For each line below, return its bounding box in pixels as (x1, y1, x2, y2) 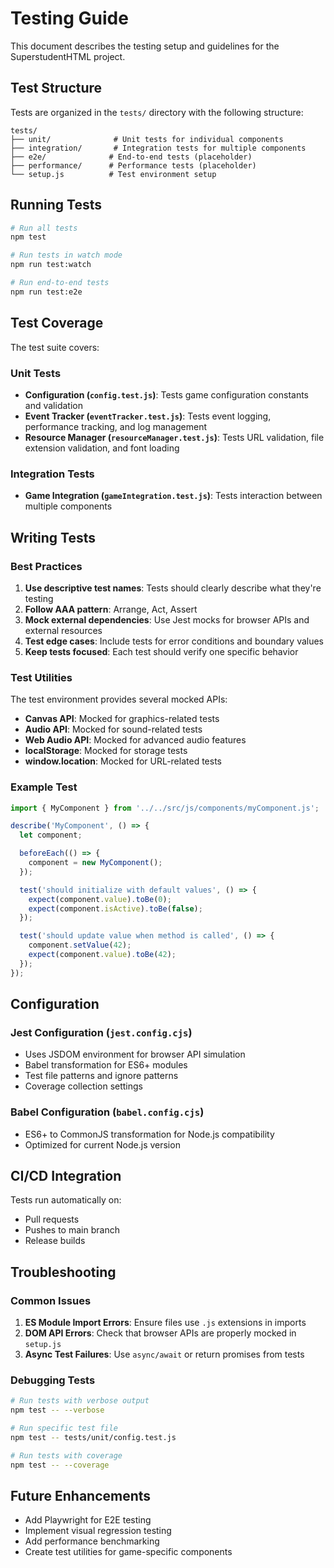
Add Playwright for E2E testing (24, 1514, 152, 1526)
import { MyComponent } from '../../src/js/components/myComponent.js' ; (10, 803, 320, 813)
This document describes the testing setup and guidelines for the (10, 40, 280, 52)
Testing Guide (10, 7, 129, 30)
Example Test (10, 780, 78, 794)
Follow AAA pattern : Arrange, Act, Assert (24, 603, 198, 615)
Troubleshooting (10, 1263, 117, 1281)
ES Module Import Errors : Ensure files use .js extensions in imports (24, 1317, 307, 1329)
